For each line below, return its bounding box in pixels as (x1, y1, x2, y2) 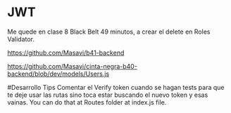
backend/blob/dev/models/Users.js (7, 69, 110, 78)
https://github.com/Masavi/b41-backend (7, 48, 125, 57)
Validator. (7, 34, 35, 43)
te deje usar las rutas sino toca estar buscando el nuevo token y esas (7, 91, 208, 99)
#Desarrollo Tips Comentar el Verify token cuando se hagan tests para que (7, 83, 225, 91)
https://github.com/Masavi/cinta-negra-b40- (7, 62, 137, 70)
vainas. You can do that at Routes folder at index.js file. (7, 98, 167, 106)
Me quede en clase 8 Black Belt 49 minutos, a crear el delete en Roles (7, 27, 211, 36)
